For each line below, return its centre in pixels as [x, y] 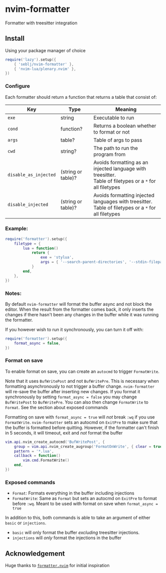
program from [110, 154]
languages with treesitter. [123, 201]
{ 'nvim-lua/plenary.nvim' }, [45, 69]
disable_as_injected [32, 175]
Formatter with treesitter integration [41, 23]
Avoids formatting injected [124, 195]
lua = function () [41, 248]
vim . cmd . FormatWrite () [46, 460]
